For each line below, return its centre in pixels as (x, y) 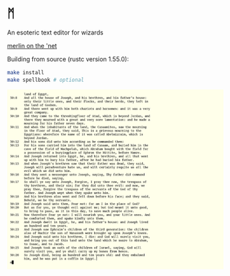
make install (26, 72)
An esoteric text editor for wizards (55, 32)
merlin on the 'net (32, 45)
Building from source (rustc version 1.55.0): (68, 59)
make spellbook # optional (46, 80)
